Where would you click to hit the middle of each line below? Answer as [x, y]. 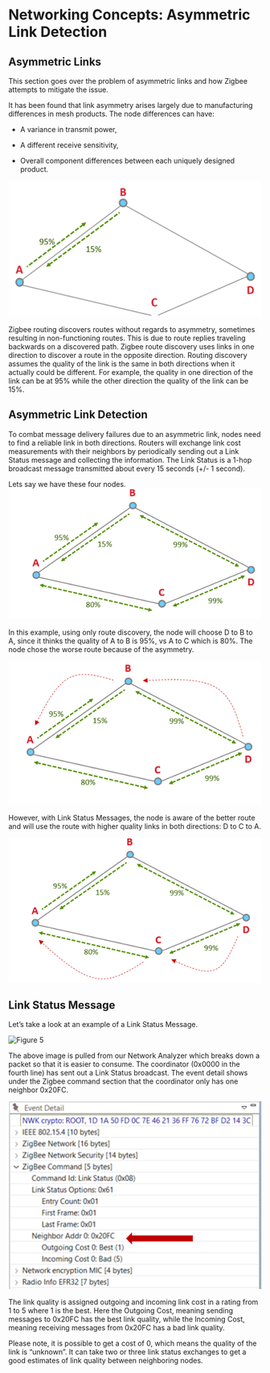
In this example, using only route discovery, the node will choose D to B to [131, 632]
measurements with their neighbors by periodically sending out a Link [124, 451]
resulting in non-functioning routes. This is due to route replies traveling [127, 338]
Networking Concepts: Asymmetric [129, 15]
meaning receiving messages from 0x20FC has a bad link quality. [117, 1327]
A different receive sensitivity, [69, 145]
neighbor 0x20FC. [39, 1090]
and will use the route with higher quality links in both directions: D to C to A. [135, 826]
